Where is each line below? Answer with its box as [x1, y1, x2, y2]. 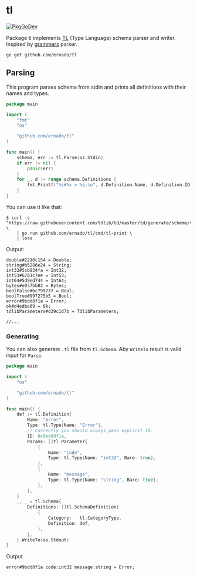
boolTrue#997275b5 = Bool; [6, 293, 72, 299]
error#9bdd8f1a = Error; [6, 298, 67, 304]
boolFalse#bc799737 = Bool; [6, 288, 75, 294]
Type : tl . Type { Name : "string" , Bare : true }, [47, 477, 159, 483]
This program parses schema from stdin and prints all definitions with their [6, 83, 186, 90]
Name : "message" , [47, 471, 91, 477]
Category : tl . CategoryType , [47, 515, 122, 521]
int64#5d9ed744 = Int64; [6, 277, 67, 284]
